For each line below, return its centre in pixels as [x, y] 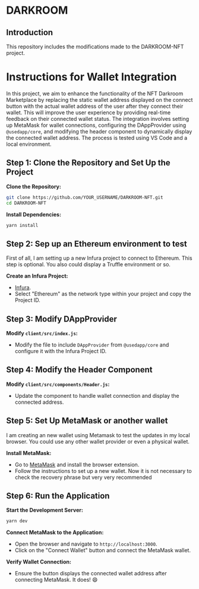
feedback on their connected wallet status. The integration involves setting [98, 119]
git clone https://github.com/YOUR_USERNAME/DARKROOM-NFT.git [85, 197]
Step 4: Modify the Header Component [79, 370]
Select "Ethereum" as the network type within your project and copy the [103, 294]
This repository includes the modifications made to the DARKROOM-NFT [95, 46]
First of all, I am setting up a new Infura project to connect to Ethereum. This [99, 258]
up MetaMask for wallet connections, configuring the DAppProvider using [96, 125]
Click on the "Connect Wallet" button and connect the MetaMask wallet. [103, 550]
